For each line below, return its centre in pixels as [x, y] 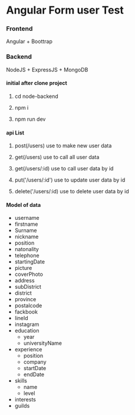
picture [23, 268]
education [27, 331]
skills [21, 381]
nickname [27, 237]
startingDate [30, 262]
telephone [27, 256]
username [27, 218]
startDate [35, 368]
